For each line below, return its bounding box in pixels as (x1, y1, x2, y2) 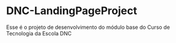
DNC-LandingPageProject (6, 4, 137, 18)
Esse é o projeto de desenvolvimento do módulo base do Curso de (6, 24, 170, 31)
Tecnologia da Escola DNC (6, 29, 72, 37)
